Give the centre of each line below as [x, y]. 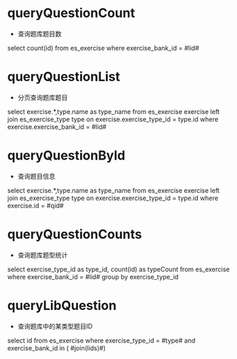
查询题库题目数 [39, 33]
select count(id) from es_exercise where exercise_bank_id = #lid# [104, 48]
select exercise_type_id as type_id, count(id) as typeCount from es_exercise [119, 269]
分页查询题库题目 [43, 97]
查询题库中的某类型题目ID [55, 326]
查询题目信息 [36, 176]
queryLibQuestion [62, 305]
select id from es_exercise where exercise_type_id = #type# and [101, 340]
